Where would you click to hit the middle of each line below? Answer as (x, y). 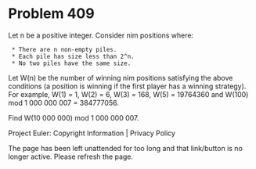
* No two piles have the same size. (71, 63)
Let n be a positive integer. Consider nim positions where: (101, 35)
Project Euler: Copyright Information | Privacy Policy (92, 133)
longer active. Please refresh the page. (71, 156)
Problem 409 (52, 14)
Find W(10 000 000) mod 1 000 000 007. (74, 117)
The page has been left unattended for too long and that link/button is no (125, 148)
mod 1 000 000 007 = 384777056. (63, 102)
